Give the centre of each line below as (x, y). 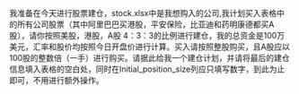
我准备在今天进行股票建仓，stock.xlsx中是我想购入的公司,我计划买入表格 (143, 13)
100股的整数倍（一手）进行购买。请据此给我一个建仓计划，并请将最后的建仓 (149, 58)
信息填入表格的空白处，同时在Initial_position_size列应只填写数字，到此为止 (147, 69)
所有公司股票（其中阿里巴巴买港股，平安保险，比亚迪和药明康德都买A (145, 24)
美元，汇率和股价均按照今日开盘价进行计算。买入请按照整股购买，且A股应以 (149, 47)
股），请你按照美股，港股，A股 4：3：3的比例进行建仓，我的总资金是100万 (147, 35)
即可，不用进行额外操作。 (57, 80)
